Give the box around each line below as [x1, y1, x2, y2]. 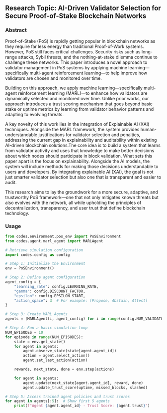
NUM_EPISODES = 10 [5, 330, 43, 335]
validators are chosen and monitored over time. [5, 75, 102, 81]
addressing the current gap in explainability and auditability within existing [5, 137, 157, 143]
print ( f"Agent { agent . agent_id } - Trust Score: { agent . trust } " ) [14, 404, 150, 409]
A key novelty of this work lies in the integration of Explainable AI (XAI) [5, 121, 150, 127]
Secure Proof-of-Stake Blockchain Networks [5, 12, 147, 20]
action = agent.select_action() [23, 353, 90, 358]
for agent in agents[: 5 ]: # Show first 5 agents [5, 399, 110, 404]
